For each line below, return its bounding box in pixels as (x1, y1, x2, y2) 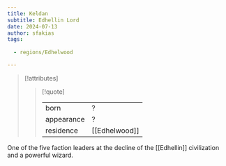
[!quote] (41, 88, 65, 96)
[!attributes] (24, 74, 59, 82)
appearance (45, 114, 85, 124)
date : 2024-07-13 (7, 23, 58, 30)
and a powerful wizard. (7, 151, 73, 159)
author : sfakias (7, 29, 54, 37)
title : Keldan (7, 10, 49, 17)
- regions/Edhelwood (13, 49, 73, 56)
